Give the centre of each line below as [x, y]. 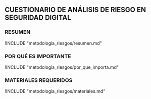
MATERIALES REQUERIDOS [39, 80]
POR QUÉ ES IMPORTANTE [38, 56]
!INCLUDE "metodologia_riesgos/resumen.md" [53, 43]
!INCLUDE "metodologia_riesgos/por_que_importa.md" [62, 67]
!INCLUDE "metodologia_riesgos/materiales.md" [55, 91]
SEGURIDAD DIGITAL [38, 18]
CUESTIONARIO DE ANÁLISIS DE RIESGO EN [75, 10]
